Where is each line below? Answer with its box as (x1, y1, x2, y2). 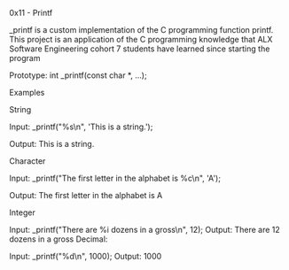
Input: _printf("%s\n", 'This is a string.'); (9, 121, 153, 132)
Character (9, 156, 46, 166)
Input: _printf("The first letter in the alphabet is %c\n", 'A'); (9, 173, 222, 183)
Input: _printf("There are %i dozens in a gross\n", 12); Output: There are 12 (9, 225, 281, 235)
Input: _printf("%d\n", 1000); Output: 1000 (9, 251, 162, 261)
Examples (9, 88, 45, 97)
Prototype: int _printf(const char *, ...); (9, 70, 148, 81)
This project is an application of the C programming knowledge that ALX (9, 35, 273, 44)
